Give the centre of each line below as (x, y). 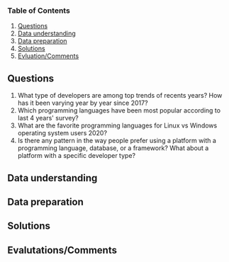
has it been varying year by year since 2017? (83, 103)
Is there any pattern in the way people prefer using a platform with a (117, 141)
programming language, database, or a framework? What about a (113, 148)
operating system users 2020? (62, 133)
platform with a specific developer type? (77, 156)
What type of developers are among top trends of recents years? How (120, 96)
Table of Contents (39, 11)
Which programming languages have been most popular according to (119, 110)
